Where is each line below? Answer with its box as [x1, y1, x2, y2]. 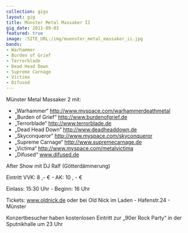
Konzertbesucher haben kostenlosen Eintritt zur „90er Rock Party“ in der [6, 214, 182, 221]
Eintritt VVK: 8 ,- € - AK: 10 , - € [6, 174, 83, 181]
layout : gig [6, 14, 35, 20]
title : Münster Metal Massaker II [6, 19, 91, 25]
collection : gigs [6, 8, 49, 15]
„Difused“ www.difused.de [14, 151, 79, 158]
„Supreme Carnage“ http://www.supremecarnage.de [14, 139, 142, 145]
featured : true [6, 31, 43, 36]
